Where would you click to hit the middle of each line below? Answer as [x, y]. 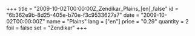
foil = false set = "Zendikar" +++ [47, 28]
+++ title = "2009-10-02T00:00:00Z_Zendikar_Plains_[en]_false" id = [92, 9]
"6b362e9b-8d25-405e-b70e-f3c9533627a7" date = [73, 15]
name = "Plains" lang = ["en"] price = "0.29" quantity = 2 [117, 21]
